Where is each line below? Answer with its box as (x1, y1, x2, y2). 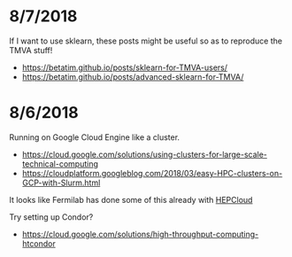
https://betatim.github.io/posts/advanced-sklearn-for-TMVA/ (21, 71, 244, 82)
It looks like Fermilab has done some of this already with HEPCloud (9, 194, 253, 205)
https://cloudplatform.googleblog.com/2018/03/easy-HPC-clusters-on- (21, 167, 283, 178)
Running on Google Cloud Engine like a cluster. (9, 131, 180, 143)
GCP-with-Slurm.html (21, 177, 101, 188)
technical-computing (21, 158, 99, 169)
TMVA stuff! (9, 44, 53, 55)
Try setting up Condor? (9, 211, 94, 222)
